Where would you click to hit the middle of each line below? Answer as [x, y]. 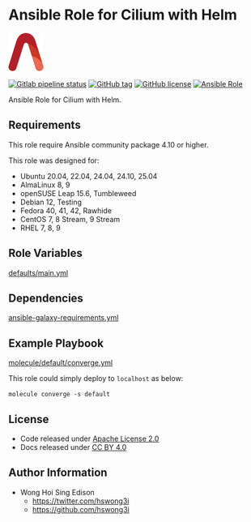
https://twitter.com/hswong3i [81, 501]
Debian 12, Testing [51, 202]
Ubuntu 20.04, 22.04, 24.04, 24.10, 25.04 [89, 176]
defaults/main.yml [38, 272]
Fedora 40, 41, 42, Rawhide [66, 210]
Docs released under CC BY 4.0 [73, 447]
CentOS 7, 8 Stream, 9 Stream [70, 219]
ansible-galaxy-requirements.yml [64, 318]
